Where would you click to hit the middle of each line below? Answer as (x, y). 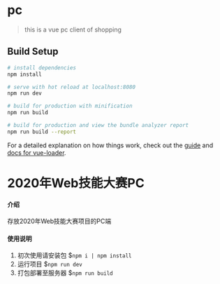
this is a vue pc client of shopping (73, 29)
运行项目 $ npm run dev (50, 264)
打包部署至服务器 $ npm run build (65, 273)
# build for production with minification (70, 106)
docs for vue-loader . (37, 152)
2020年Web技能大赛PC (76, 183)
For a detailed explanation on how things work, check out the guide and (110, 145)
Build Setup (33, 52)
